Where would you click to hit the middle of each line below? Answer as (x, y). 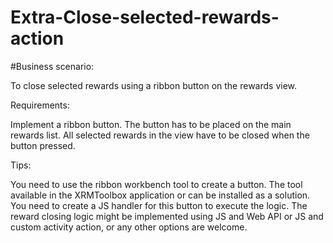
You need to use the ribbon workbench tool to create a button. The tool (156, 184)
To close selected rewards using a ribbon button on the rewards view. (154, 85)
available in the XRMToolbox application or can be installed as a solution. (160, 195)
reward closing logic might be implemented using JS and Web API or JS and (167, 216)
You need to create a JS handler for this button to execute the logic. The (159, 205)
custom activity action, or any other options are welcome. (129, 227)
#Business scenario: (52, 66)
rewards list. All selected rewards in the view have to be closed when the (160, 135)
